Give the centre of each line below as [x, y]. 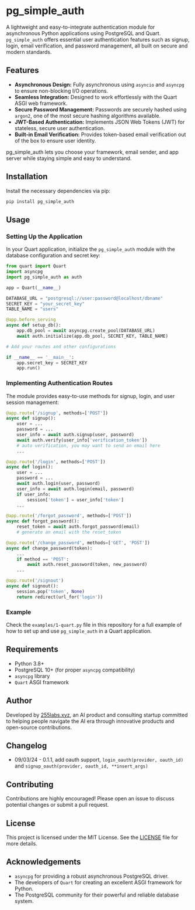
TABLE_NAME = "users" [32, 309]
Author [19, 701]
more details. [22, 844]
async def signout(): [32, 586]
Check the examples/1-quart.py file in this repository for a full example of [94, 624]
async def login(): [30, 467]
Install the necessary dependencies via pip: [58, 191]
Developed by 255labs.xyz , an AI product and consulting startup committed [97, 715]
